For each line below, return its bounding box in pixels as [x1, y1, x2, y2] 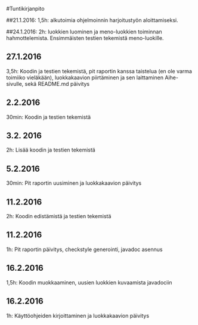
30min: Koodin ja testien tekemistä [6, 113, 91, 120]
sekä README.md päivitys [24, 80, 90, 87]
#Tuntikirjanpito [6, 5, 45, 12]
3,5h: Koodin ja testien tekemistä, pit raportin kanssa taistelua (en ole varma [6, 67, 193, 75]
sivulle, [6, 80, 24, 87]
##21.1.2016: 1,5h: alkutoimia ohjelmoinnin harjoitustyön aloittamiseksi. [6, 17, 178, 23]
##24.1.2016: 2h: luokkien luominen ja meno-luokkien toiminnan [6, 28, 162, 35]
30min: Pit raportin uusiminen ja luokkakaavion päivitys [6, 179, 142, 187]
